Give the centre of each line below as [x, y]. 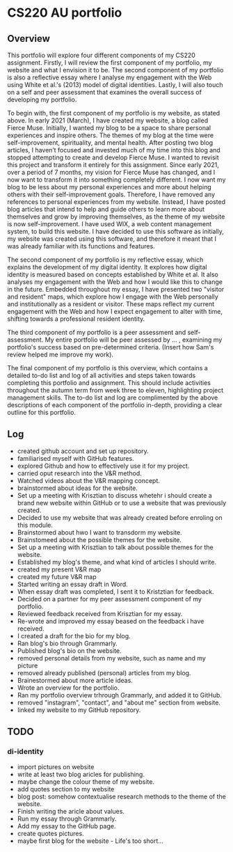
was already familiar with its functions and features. [81, 246]
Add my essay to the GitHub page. [66, 826]
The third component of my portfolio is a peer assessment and [97, 332]
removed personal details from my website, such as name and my [112, 658]
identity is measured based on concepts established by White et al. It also [113, 274]
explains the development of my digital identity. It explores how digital [107, 267]
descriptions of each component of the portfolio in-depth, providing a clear [115, 405]
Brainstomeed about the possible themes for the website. [99, 539]
